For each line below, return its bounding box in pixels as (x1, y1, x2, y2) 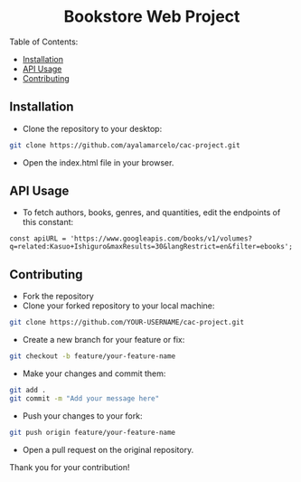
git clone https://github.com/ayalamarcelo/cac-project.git (9, 140, 241, 150)
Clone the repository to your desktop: (22, 123, 163, 134)
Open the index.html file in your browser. (22, 156, 174, 168)
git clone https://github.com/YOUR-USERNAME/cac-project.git (9, 318, 245, 327)
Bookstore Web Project (63, 6, 240, 27)
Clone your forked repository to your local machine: (22, 300, 215, 311)
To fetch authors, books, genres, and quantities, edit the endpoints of (22, 207, 281, 218)
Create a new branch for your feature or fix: (22, 335, 185, 345)
